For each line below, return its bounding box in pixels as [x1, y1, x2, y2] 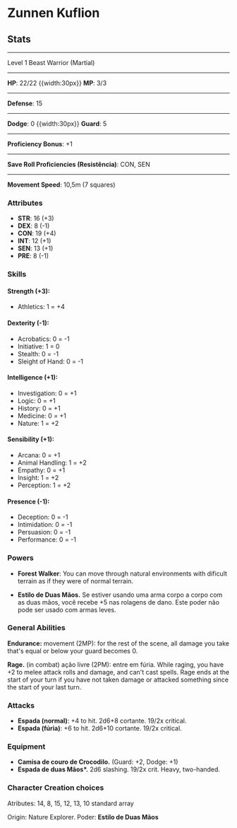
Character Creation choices [7, 783, 104, 793]
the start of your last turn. [7, 682, 82, 691]
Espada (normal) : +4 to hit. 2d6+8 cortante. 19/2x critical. [17, 716, 187, 725]
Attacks [7, 700, 35, 710]
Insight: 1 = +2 [17, 474, 59, 482]
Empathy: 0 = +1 [17, 466, 66, 474]
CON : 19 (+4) [17, 229, 56, 238]
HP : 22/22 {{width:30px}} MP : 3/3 [7, 79, 107, 87]
